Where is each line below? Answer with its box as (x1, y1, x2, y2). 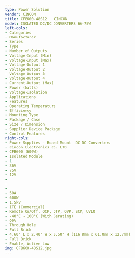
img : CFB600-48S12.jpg (5, 246, 52, 251)
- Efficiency (5, 108, 32, 113)
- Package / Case (5, 117, 41, 122)
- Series (5, 39, 23, 44)
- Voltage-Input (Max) (5, 58, 52, 63)
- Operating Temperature (5, 104, 56, 109)
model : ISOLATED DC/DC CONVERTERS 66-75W (5, 21, 91, 26)
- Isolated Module (5, 154, 43, 159)
